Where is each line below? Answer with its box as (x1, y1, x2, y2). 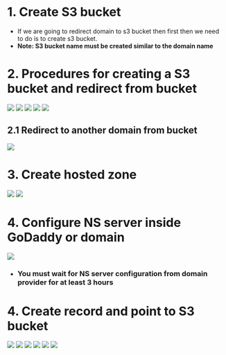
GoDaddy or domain (7, 229, 125, 245)
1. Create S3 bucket (7, 4, 121, 20)
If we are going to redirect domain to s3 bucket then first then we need (17, 27, 220, 35)
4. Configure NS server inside (7, 215, 182, 230)
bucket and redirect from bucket (7, 81, 198, 97)
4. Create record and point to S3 (7, 303, 195, 319)
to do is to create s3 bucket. (17, 34, 98, 42)
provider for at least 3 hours (17, 277, 114, 287)
